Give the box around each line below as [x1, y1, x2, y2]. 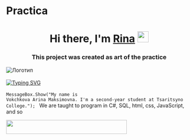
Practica [6, 4, 48, 18]
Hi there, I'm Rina [50, 32, 136, 45]
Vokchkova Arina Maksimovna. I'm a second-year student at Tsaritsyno [6, 96, 184, 102]
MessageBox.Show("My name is [6, 91, 78, 98]
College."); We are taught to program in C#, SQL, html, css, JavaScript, [6, 102, 185, 109]
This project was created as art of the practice [31, 53, 167, 61]
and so [6, 108, 23, 115]
